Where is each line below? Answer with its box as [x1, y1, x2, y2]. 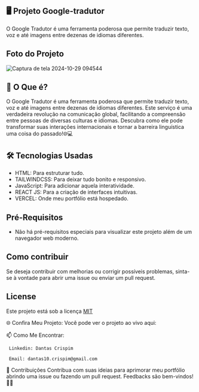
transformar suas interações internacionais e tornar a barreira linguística [6, 123, 184, 131]
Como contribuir [6, 252, 69, 262]
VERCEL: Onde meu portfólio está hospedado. [14, 195, 128, 202]
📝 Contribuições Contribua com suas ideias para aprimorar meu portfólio [6, 366, 185, 373]
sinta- [175, 267, 190, 275]
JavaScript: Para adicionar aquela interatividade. [14, 182, 134, 189]
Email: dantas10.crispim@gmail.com [8, 355, 97, 362]
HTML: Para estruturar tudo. [14, 170, 85, 177]
